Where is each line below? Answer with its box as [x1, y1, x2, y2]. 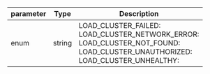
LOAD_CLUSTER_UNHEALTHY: [79, 56, 180, 65]
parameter [10, 9, 47, 18]
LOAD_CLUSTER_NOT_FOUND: [79, 38, 181, 47]
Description [119, 9, 159, 18]
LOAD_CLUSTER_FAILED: [79, 21, 161, 30]
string [53, 38, 72, 47]
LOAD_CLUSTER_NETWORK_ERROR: [79, 29, 200, 39]
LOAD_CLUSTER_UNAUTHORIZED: [79, 47, 193, 57]
